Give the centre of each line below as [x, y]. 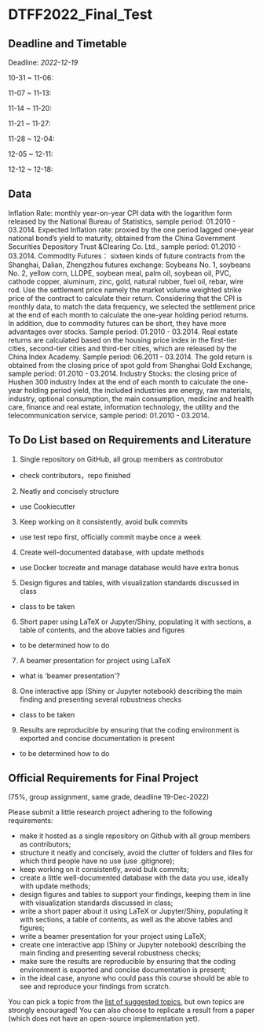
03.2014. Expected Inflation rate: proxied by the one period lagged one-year [131, 229]
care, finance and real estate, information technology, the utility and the [124, 406]
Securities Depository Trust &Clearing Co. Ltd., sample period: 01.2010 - [125, 247]
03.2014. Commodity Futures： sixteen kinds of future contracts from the [127, 256]
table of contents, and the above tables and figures [102, 630]
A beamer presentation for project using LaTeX [95, 660]
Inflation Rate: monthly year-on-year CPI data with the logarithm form [120, 213]
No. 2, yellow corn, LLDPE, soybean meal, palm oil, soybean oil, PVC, [120, 273]
